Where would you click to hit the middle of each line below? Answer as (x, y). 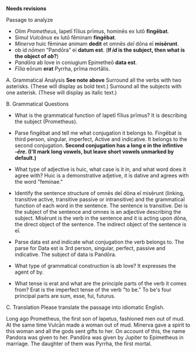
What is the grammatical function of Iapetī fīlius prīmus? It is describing (101, 115)
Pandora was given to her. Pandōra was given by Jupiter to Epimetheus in (95, 337)
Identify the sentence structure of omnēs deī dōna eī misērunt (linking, (99, 193)
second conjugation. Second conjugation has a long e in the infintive (99, 145)
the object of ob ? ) (37, 56)
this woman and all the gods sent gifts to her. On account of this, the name (96, 331)
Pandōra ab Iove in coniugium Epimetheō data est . (76, 62)
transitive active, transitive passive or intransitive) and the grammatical (100, 199)
